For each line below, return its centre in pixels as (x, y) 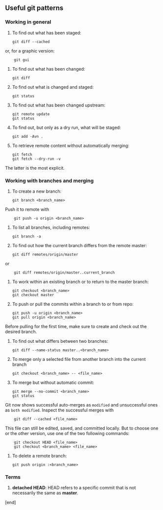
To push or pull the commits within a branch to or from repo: (73, 304)
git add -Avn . (28, 136)
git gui (22, 60)
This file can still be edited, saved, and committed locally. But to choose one (82, 428)
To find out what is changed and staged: (53, 87)
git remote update (31, 114)
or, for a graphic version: (30, 51)
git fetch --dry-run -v (36, 159)
